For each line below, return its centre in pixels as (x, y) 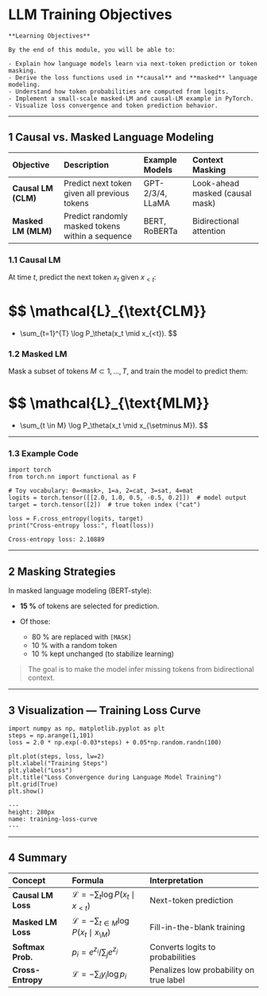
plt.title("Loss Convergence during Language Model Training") (115, 777)
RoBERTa (161, 231)
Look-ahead (216, 183)
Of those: (35, 622)
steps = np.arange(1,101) (51, 735)
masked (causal (222, 193)
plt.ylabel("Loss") (41, 770)
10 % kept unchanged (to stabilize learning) (103, 654)
